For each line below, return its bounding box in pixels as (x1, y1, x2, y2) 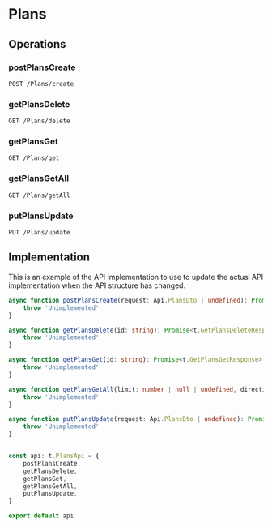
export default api (8, 512, 74, 520)
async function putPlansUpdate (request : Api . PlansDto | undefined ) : (8, 415, 244, 423)
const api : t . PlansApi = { (8, 452, 100, 460)
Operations (8, 37, 66, 51)
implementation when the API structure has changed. (8, 281, 186, 290)
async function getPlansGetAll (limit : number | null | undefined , (8, 385, 237, 393)
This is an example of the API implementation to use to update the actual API (8, 272, 264, 281)
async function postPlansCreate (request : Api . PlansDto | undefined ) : (8, 296, 249, 304)
